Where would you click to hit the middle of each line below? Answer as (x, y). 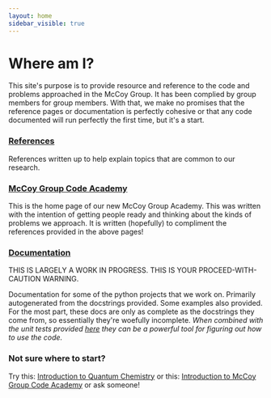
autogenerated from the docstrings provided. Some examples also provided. (135, 303)
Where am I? (51, 64)
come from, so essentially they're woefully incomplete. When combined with (136, 320)
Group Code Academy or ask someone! (74, 384)
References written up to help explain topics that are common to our (122, 159)
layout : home (30, 16)
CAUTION (25, 279)
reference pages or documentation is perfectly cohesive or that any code (130, 112)
